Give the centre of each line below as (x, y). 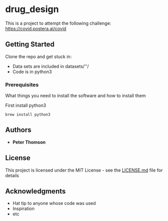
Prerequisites (22, 85)
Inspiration (23, 209)
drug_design (32, 9)
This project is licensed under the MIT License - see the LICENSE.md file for (84, 170)
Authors (18, 130)
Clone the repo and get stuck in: (38, 56)
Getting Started (30, 45)
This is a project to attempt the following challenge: (58, 23)
